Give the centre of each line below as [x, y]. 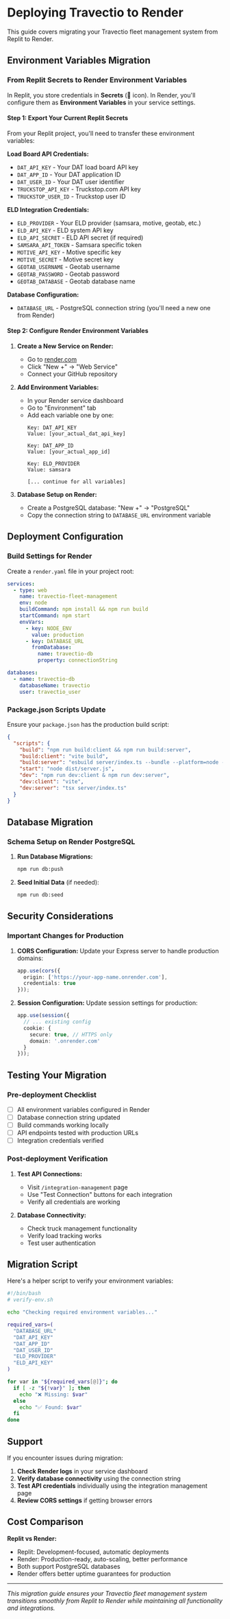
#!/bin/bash [24, 1294]
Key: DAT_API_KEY [52, 428]
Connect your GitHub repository [72, 374]
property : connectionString [77, 660]
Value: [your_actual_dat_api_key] [76, 434]
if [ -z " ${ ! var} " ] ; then [52, 1388]
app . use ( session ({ [43, 1016]
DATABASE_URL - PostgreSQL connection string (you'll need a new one [114, 307]
